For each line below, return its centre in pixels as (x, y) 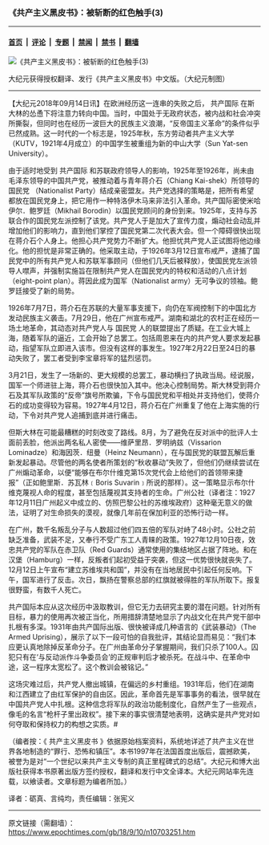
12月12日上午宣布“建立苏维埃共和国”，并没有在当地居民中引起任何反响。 (127, 569)
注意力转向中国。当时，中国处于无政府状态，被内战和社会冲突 (159, 113)
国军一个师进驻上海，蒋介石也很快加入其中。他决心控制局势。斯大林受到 (127, 385)
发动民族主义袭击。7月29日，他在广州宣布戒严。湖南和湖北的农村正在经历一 (134, 318)
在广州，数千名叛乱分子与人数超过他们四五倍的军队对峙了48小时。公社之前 (132, 529)
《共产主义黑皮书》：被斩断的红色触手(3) (86, 12)
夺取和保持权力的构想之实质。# (66, 724)
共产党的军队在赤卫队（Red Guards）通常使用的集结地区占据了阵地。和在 (136, 549)
